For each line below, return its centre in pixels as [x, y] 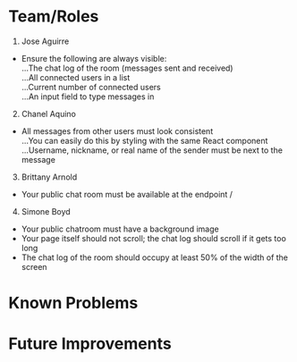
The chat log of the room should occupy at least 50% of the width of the [154, 257]
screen [34, 266]
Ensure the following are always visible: [94, 58]
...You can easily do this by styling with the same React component [144, 140]
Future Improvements [90, 344]
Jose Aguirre [45, 41]
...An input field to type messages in [88, 97]
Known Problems [73, 303]
